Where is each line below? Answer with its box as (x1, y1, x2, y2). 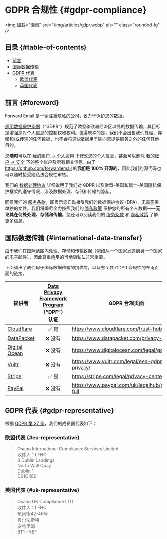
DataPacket (7, 335, 35, 342)
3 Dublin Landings (17, 457, 55, 463)
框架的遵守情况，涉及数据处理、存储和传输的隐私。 (9, 188, 114, 194)
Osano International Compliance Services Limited (17, 446, 119, 452)
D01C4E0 (17, 473, 37, 479)
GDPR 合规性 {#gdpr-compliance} (5, 4, 147, 16)
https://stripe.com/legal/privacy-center (71, 373, 164, 380)
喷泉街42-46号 (17, 510, 48, 517)
